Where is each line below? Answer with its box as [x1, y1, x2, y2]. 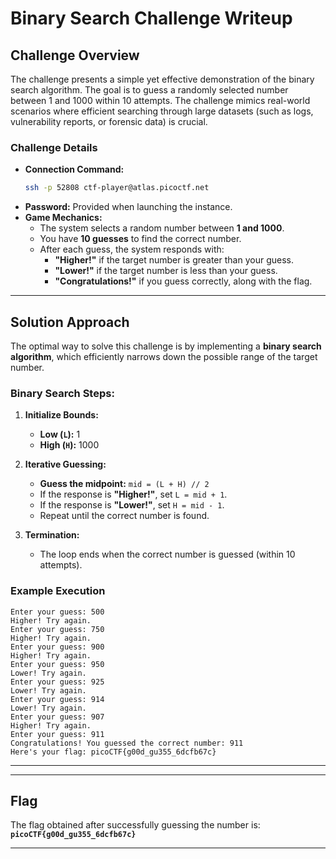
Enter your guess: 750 [10, 624, 105, 634]
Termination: [24, 529, 80, 541]
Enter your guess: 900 [10, 642, 105, 652]
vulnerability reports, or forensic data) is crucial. [10, 116, 208, 127]
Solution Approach [10, 313, 130, 331]
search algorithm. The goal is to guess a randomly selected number [10, 84, 289, 96]
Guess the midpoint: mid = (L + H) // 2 [39, 478, 210, 490]
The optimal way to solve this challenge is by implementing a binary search [10, 340, 322, 352]
